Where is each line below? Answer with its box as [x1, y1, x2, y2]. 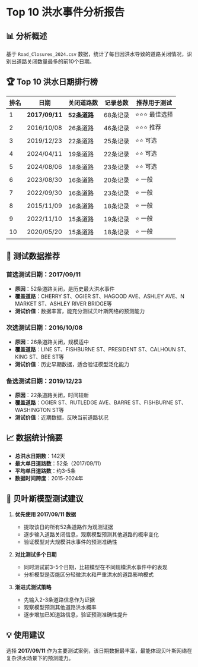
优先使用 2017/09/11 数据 [14, 511, 76, 518]
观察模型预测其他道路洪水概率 [23, 603, 97, 611]
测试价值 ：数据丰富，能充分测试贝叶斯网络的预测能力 [14, 307, 145, 314]
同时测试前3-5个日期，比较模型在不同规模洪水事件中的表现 [23, 563, 168, 571]
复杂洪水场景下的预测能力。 [6, 655, 74, 662]
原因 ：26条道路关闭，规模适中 [14, 338, 90, 345]
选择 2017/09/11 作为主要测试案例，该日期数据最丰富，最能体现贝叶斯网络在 [6, 647, 193, 654]
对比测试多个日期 [14, 550, 57, 558]
